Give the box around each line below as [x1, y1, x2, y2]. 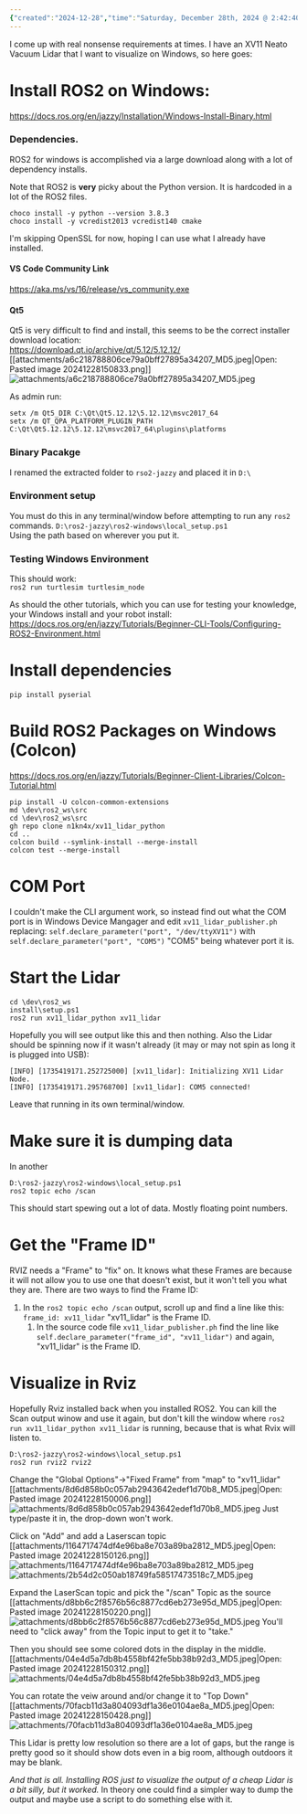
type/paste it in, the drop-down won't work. [9, 1512, 174, 1523]
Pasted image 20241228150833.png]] [9, 364, 152, 375]
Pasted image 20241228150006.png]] [9, 1493, 152, 1504]
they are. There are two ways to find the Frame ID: [9, 1284, 199, 1295]
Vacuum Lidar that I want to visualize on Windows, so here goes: [9, 48, 253, 59]
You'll [261, 1616, 283, 1627]
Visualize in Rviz [9, 1373, 137, 1394]
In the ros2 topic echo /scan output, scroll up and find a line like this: [22, 1301, 285, 1312]
